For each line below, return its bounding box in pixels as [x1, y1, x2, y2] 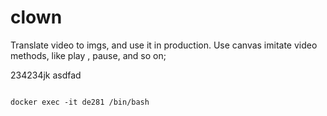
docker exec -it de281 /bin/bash [10, 97, 150, 107]
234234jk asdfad [10, 69, 82, 81]
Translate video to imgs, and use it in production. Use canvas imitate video [10, 39, 318, 51]
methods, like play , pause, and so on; [10, 49, 167, 61]
